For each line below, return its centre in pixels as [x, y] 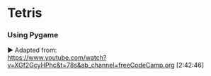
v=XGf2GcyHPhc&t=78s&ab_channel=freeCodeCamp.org [91, 65]
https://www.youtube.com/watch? [57, 58]
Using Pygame [33, 35]
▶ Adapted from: [32, 50]
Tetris [25, 13]
